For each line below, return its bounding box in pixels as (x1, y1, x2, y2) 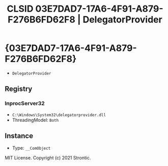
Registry (5, 85, 33, 93)
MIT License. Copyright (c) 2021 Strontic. (5, 155, 91, 161)
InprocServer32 (5, 100, 45, 107)
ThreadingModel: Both (12, 117, 59, 123)
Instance (5, 131, 34, 140)
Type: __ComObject (12, 145, 51, 151)
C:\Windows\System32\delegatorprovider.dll (12, 112, 106, 117)
